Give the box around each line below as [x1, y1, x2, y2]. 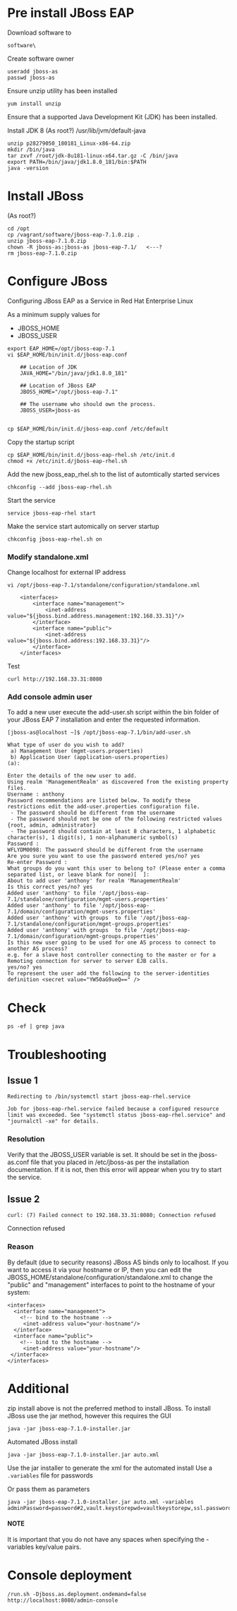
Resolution [7, 1134, 45, 1144]
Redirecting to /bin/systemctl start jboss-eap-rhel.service [7, 1093, 191, 1101]
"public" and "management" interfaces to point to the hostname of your [7, 1280, 215, 1289]
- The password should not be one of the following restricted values [10, 815, 222, 823]
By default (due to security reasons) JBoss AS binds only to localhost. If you [7, 1258, 229, 1266]
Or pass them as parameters [7, 1485, 90, 1493]
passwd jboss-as [7, 74, 55, 81]
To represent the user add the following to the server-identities [7, 970, 210, 977]
